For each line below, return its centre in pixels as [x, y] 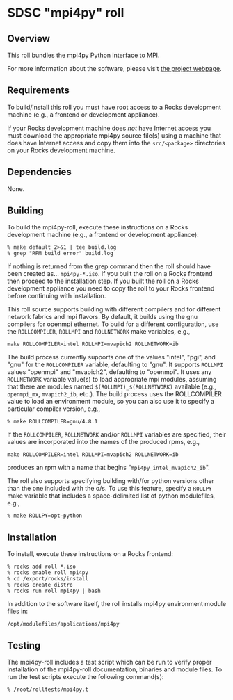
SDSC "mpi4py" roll [66, 13]
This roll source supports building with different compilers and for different [114, 309]
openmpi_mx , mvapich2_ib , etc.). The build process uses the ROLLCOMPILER [115, 394]
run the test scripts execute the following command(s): [86, 677]
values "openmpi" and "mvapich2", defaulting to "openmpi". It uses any [110, 372]
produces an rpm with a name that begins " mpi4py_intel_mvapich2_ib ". [109, 468]
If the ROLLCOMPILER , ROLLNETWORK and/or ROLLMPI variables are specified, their [117, 434]
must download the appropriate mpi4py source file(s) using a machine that [114, 135]
